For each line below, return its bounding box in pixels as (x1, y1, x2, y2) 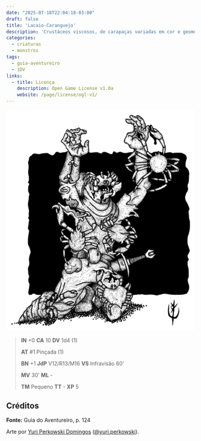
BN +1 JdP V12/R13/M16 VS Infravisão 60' (20, 360, 124, 367)
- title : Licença (11, 79, 55, 85)
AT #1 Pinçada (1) (20, 348, 64, 356)
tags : (6, 54, 20, 60)
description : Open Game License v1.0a (17, 86, 114, 92)
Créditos (6, 400, 39, 410)
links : (6, 73, 23, 79)
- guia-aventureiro (11, 60, 60, 66)
